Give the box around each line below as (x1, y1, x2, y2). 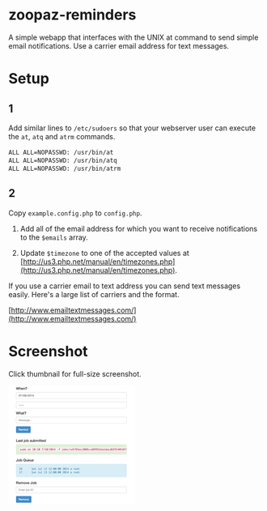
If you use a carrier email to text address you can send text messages (8, 281, 241, 291)
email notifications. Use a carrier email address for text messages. (8, 40, 229, 50)
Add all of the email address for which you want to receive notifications (19, 224, 257, 233)
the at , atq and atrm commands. (8, 131, 116, 141)
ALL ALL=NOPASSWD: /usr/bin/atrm (8, 164, 121, 172)
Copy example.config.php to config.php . (8, 208, 142, 218)
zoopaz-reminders (8, 6, 137, 24)
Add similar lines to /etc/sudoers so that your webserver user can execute (8, 123, 256, 133)
